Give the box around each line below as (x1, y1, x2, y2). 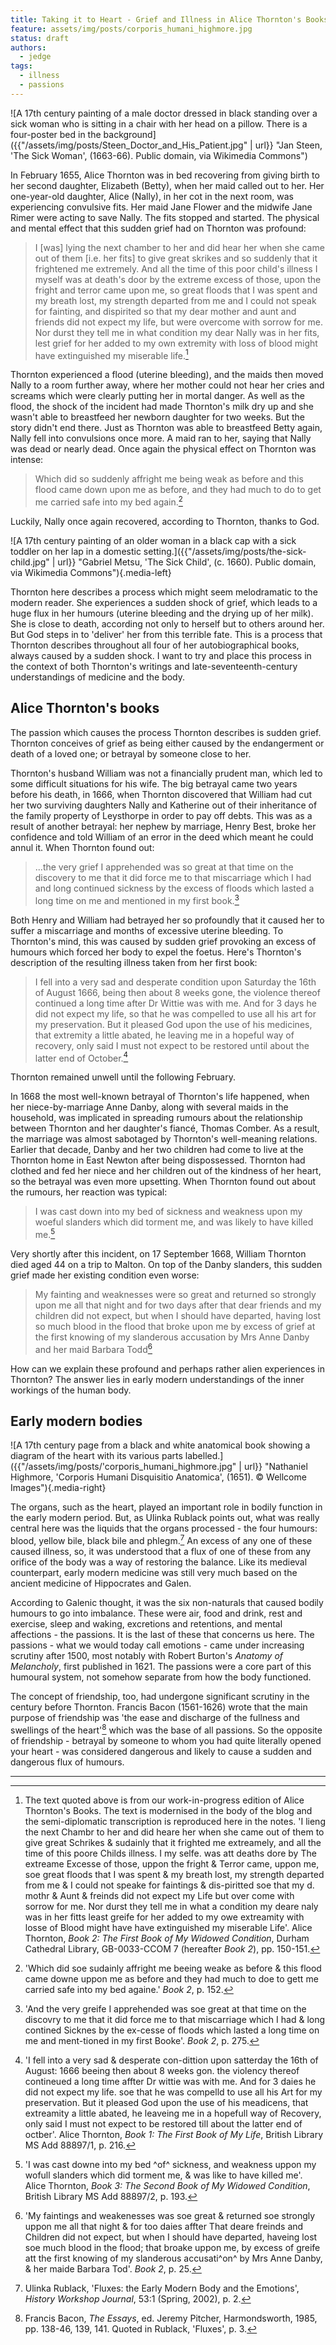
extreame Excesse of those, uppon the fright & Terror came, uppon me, (24, 1857, 320, 1870)
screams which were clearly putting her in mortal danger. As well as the (10, 390, 305, 402)
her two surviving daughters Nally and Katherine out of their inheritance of (10, 799, 318, 811)
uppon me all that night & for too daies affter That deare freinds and (24, 2220, 304, 2232)
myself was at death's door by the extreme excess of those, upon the (34, 273, 322, 285)
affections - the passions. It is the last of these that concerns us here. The (10, 1628, 315, 1640)
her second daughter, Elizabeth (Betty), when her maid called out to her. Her (10, 179, 325, 191)
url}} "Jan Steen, (254, 139, 323, 151)
